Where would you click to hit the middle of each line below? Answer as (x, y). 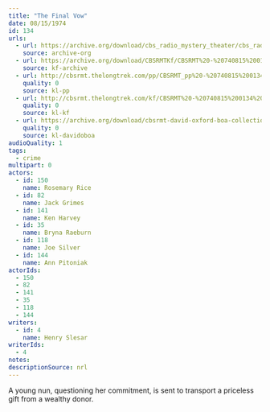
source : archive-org (57, 53)
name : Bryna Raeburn (57, 233)
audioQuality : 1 (35, 143)
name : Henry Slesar (55, 338)
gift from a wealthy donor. (51, 398)
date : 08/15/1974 (37, 23)
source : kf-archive (55, 68)
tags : (17, 150)
